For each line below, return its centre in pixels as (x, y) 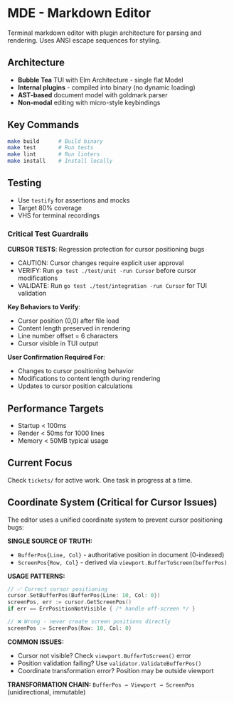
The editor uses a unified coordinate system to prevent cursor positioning (115, 520)
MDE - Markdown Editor (79, 13)
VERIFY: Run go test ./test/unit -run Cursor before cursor (107, 271)
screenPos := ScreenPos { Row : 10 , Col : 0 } (70, 628)
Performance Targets (56, 408)
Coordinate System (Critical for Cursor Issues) (112, 503)
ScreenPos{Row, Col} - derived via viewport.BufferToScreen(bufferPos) (122, 562)
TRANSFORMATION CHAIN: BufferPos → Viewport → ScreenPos (101, 685)
